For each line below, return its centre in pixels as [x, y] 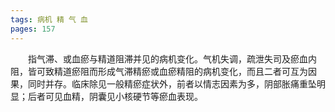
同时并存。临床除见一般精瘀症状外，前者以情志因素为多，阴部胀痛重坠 [172, 83]
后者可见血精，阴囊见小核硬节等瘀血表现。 [115, 96]
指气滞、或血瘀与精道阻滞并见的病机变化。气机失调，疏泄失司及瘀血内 [172, 58]
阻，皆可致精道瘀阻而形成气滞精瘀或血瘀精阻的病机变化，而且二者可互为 [159, 71]
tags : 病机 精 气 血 [49, 19]
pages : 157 [33, 29]
